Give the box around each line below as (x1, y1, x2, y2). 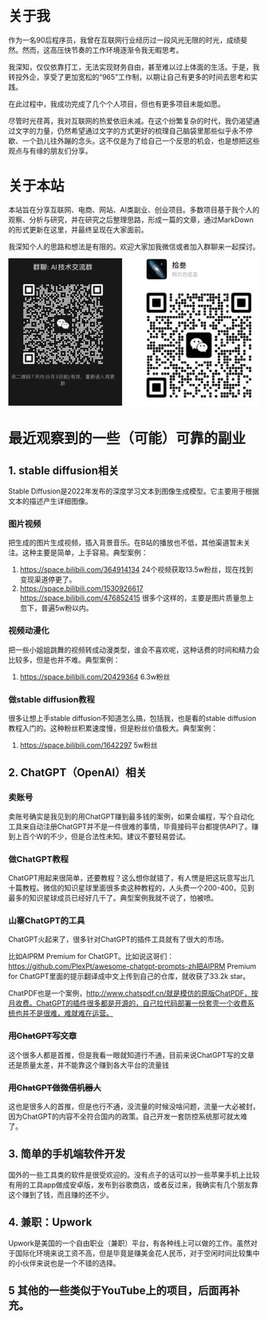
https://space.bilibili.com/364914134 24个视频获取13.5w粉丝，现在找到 (19, 564, 254, 575)
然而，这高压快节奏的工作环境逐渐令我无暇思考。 (22, 45, 183, 54)
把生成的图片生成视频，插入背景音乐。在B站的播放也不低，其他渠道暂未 (8, 538, 244, 548)
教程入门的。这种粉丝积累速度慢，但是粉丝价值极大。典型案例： (8, 723, 218, 733)
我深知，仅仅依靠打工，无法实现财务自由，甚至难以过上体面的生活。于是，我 (8, 61, 260, 72)
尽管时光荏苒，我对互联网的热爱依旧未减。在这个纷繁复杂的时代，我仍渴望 (8, 116, 253, 125)
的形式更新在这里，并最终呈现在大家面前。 (8, 224, 148, 234)
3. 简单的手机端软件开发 (8, 1147, 126, 1161)
